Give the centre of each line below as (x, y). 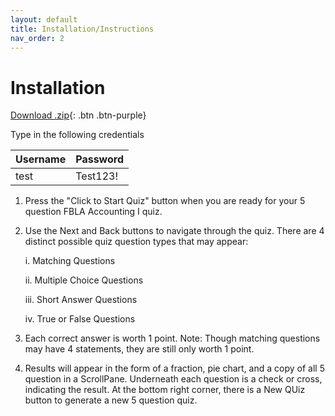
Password (99, 159)
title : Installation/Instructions (82, 29)
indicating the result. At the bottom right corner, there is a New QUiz (165, 390)
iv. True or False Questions (80, 319)
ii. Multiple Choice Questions (84, 280)
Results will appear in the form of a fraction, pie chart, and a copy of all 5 (174, 368)
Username (41, 159)
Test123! (97, 176)
